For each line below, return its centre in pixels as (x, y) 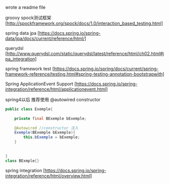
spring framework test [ (30, 69)
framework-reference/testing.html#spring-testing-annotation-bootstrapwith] (85, 74)
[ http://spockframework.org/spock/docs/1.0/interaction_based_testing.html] (84, 23)
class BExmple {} (22, 161)
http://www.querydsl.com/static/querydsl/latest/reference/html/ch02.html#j (85, 53)
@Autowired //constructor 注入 (46, 128)
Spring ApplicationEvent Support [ (41, 84)
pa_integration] (21, 59)
